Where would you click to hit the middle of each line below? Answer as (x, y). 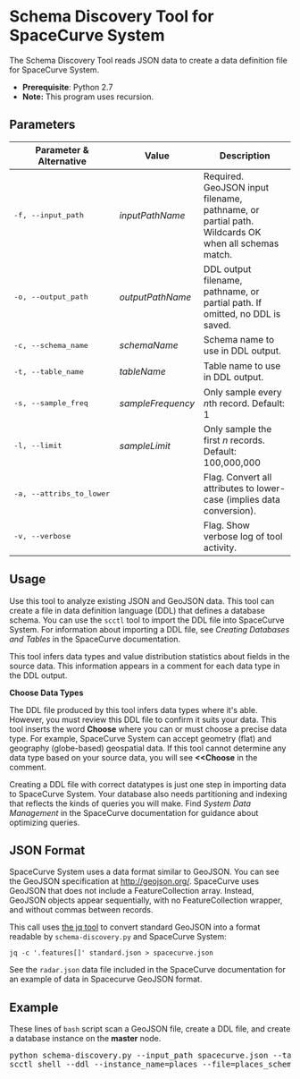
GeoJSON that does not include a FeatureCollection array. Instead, (132, 891)
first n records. (234, 440)
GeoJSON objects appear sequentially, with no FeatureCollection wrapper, (146, 900)
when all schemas (242, 243)
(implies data (254, 499)
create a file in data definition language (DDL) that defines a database (137, 610)
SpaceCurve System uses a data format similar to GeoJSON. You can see (144, 872)
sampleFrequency (157, 403)
